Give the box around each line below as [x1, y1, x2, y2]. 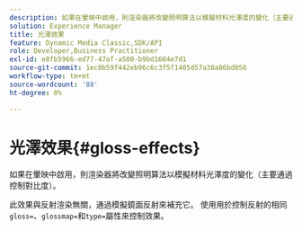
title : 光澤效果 [9, 30, 65, 39]
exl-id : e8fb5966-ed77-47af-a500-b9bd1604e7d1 [9, 55, 187, 64]
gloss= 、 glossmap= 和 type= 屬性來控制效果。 [9, 210, 169, 221]
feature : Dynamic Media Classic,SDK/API [9, 38, 164, 48]
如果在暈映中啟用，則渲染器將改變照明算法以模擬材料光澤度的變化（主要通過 [9, 169, 293, 180]
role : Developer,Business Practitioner [9, 47, 159, 56]
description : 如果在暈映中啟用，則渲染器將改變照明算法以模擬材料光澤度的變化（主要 [9, 13, 289, 22]
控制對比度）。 [9, 181, 61, 191]
